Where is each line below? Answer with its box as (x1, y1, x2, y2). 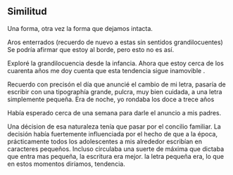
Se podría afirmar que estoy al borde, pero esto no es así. (7, 45, 175, 53)
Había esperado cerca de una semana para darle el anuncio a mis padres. (7, 108, 222, 117)
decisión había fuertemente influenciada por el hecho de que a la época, (7, 129, 218, 138)
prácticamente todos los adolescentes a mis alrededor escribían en (7, 137, 203, 145)
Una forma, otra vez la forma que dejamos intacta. (7, 24, 153, 32)
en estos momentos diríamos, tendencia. (7, 160, 125, 168)
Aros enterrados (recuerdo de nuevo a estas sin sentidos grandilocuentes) (7, 38, 223, 46)
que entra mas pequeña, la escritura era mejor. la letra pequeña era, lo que (7, 152, 224, 160)
